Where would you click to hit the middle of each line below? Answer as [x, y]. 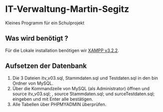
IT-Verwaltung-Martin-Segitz [67, 9]
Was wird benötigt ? [37, 38]
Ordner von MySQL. [33, 83]
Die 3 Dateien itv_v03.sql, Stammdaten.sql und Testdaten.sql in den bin [85, 78]
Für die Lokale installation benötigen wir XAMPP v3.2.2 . [62, 50]
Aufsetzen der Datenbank [46, 66]
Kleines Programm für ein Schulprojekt [45, 23]
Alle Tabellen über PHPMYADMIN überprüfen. [59, 104]
